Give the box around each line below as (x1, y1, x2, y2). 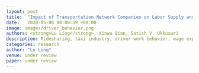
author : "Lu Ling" (6, 47, 52, 53)
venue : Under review (6, 52, 57, 58)
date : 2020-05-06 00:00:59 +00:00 (6, 19, 97, 25)
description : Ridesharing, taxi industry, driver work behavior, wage (6, 36, 184, 42)
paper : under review (6, 58, 57, 64)
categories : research (6, 42, 60, 48)
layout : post (6, 8, 38, 15)
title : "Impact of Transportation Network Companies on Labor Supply (6, 14, 184, 20)
